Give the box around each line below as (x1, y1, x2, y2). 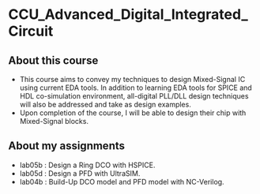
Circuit (8, 22, 54, 40)
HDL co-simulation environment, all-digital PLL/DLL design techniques (19, 91, 249, 100)
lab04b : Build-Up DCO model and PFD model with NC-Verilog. (19, 177, 224, 186)
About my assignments (8, 140, 125, 153)
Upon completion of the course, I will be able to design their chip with (19, 108, 247, 118)
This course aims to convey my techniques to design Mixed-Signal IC (19, 75, 246, 84)
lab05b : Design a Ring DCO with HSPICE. (19, 160, 156, 170)
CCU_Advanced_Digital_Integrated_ (8, 6, 248, 24)
